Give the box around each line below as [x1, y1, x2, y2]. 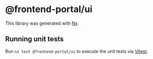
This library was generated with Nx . [5, 20, 79, 26]
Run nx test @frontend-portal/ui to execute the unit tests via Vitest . [5, 48, 148, 54]
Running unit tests [5, 35, 64, 43]
